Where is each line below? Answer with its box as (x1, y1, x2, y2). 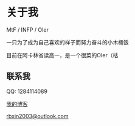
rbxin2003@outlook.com (6, 112, 69, 119)
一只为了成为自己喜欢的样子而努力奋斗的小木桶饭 (6, 38, 129, 46)
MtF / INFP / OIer (6, 26, 49, 33)
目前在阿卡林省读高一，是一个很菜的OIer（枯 (6, 51, 119, 58)
